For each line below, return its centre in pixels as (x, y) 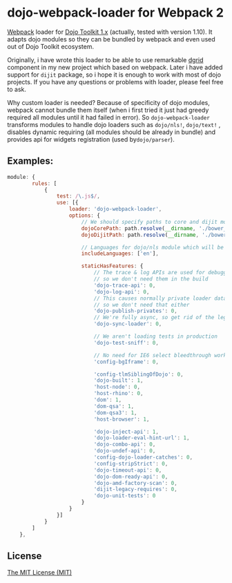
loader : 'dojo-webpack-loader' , (115, 209)
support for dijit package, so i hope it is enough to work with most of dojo (114, 75)
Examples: (30, 161)
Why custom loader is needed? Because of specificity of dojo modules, (109, 102)
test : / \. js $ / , (78, 196)
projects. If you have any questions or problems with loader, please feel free (115, 82)
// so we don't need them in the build (151, 279)
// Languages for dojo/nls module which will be (153, 247)
